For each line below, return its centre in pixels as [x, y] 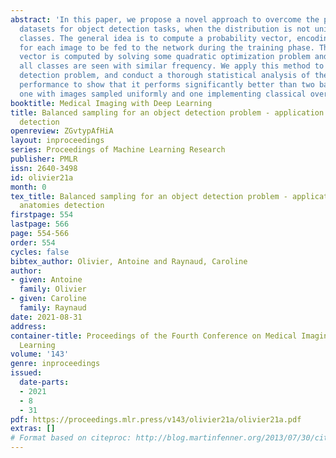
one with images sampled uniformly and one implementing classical [163, 94]
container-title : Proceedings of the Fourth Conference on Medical [154, 336]
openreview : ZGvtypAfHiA [62, 131]
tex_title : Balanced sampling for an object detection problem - [149, 196]
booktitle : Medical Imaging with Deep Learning [111, 103]
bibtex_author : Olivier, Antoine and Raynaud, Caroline [129, 261]
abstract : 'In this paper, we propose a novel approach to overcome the [165, 19]
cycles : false [40, 252]
